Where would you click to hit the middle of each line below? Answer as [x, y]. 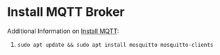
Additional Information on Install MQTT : [63, 31]
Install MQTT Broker [66, 12]
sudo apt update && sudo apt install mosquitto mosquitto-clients [115, 45]
